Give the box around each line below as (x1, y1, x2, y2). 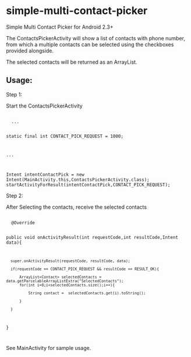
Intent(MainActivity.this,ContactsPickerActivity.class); (6, 177, 150, 183)
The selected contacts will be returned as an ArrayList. (6, 58, 137, 65)
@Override (11, 220, 35, 226)
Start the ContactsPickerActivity (6, 102, 83, 109)
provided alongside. (6, 47, 54, 54)
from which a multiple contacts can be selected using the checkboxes (6, 41, 174, 48)
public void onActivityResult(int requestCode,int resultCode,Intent (6, 235, 179, 241)
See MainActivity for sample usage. (6, 344, 91, 351)
